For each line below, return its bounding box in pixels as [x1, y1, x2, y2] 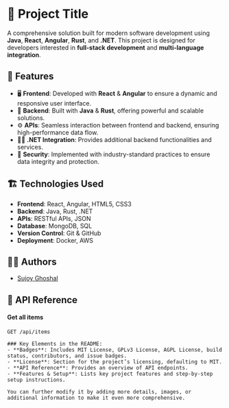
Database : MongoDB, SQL [16, 221, 93, 230]
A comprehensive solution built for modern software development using [7, 29, 210, 37]
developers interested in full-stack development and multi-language [7, 43, 204, 51]
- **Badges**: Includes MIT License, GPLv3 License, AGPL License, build [7, 346, 223, 353]
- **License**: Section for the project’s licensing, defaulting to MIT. [7, 358, 223, 365]
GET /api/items [7, 328, 51, 335]
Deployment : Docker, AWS [16, 236, 94, 244]
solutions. [16, 113, 45, 122]
